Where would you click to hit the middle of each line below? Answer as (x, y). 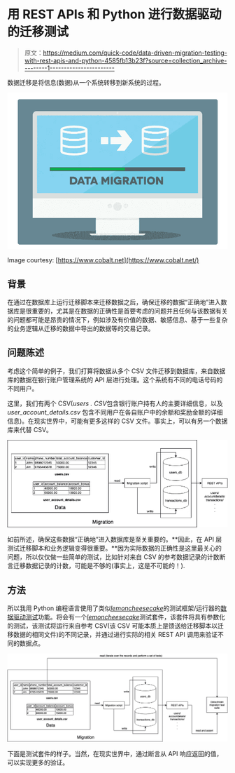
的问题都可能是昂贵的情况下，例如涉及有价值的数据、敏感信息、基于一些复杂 (117, 320)
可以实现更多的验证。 (38, 762)
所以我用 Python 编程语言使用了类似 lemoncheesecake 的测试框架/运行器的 (114, 608)
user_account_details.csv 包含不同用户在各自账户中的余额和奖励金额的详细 (115, 412)
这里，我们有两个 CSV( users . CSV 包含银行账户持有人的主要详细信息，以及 (115, 403)
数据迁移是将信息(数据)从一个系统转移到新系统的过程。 (86, 82)
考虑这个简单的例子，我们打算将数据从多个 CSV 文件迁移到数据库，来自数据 (116, 371)
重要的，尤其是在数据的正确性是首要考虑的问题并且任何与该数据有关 (129, 311)
